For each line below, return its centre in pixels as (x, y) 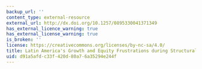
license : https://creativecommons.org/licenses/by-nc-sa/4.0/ (86, 46)
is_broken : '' (24, 40)
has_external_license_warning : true (52, 34)
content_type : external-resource (48, 17)
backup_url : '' (25, 12)
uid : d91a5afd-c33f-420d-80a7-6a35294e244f (62, 56)
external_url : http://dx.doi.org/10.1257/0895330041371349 (82, 23)
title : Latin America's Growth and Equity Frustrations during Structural (102, 51)
